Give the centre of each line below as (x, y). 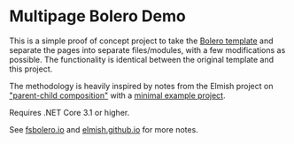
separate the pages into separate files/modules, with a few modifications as (147, 49)
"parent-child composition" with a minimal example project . (117, 95)
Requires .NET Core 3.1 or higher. (70, 112)
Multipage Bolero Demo (97, 16)
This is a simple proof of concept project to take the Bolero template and (141, 41)
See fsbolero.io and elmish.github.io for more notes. (104, 129)
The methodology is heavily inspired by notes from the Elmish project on (141, 86)
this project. (31, 69)
